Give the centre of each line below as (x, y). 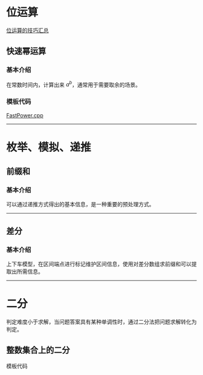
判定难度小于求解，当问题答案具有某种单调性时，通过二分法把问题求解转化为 (101, 322)
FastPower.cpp (25, 115)
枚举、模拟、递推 (49, 147)
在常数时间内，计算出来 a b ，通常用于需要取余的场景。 (73, 84)
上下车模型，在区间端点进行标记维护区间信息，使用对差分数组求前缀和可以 (99, 264)
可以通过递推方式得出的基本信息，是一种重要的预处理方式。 (80, 204)
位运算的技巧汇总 (27, 30)
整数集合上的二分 (38, 351)
